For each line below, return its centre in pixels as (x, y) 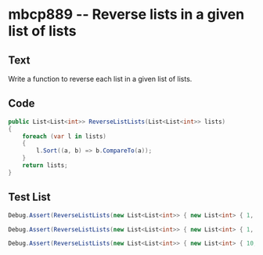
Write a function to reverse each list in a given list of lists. (100, 79)
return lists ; (45, 166)
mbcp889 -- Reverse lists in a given (126, 15)
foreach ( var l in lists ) (65, 136)
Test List (29, 197)
